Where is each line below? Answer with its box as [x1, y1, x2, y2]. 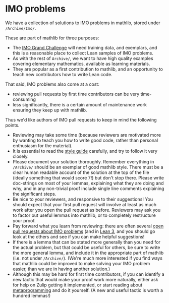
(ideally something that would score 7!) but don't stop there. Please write [12, 174, 164, 180]
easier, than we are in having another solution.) [12, 266, 110, 272]
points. [5, 122, 20, 128]
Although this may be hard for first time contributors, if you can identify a [12, 271, 165, 277]
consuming [12, 96, 36, 102]
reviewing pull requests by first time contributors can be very [12, 91, 140, 97]
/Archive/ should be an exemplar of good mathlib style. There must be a [12, 164, 163, 170]
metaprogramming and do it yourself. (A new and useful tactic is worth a [12, 287, 163, 293]
